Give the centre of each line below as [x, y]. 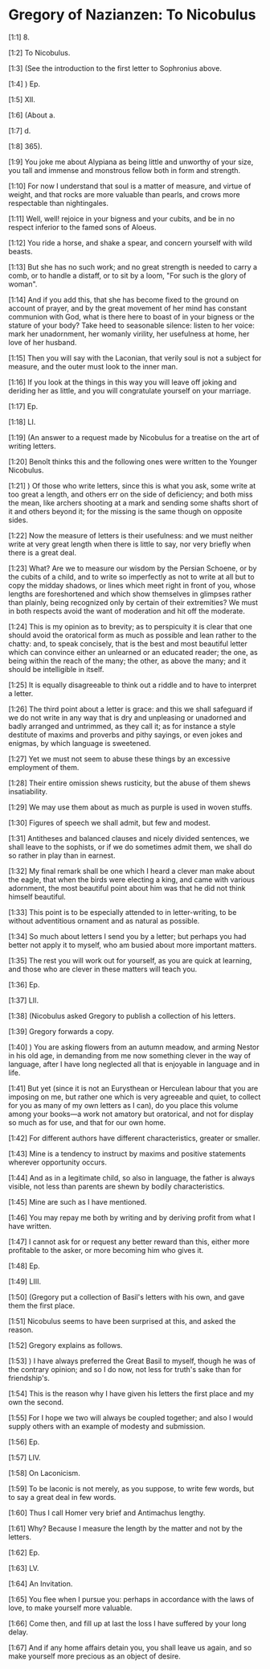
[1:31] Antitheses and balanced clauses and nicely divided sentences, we [129, 838]
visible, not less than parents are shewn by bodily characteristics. [117, 1186]
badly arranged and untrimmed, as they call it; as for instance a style [122, 726]
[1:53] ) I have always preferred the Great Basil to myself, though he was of [132, 1361]
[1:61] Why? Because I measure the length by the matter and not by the [125, 1528]
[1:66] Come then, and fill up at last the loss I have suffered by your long [127, 1623]
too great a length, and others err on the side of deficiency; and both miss [131, 494]
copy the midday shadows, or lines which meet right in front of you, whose [132, 585]
